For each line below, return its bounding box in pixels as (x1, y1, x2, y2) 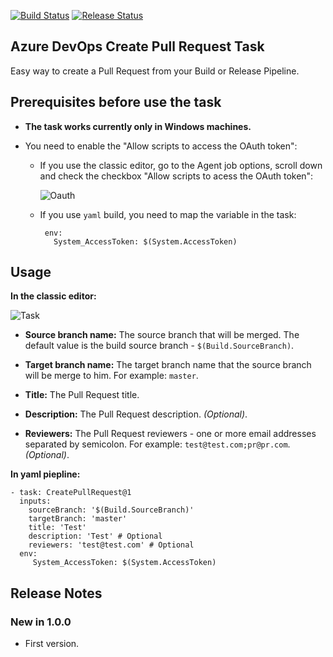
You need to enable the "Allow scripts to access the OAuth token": (24, 140, 298, 152)
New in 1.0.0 (10, 615, 72, 629)
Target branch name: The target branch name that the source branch (24, 359, 312, 371)
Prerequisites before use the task (10, 94, 222, 111)
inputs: (19, 496, 52, 507)
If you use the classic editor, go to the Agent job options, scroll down (39, 159, 323, 171)
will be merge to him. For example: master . (24, 370, 199, 382)
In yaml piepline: (10, 468, 81, 480)
